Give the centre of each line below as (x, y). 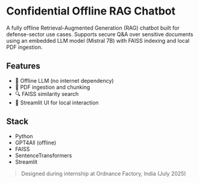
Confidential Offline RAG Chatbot (91, 11)
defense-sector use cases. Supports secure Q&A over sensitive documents (100, 34)
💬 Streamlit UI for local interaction (57, 102)
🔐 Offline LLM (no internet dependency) (64, 80)
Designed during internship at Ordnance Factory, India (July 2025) (103, 173)
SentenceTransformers (43, 155)
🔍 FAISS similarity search (47, 94)
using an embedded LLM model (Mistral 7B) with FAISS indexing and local (98, 40)
